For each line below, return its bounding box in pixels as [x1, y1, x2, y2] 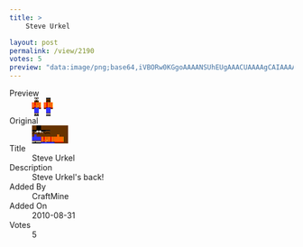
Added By [9, 181, 47, 192]
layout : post [9, 38, 59, 47]
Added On [9, 200, 48, 211]
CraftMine [32, 191, 69, 201]
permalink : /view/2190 [9, 46, 95, 55]
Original [9, 115, 39, 126]
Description [9, 162, 52, 172]
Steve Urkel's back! [32, 172, 105, 182]
